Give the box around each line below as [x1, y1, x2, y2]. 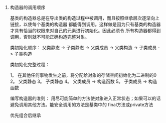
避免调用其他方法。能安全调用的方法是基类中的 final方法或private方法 [10, 102, 153, 107]
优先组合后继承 [10, 112, 41, 118]
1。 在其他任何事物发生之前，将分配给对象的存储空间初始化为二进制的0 [10, 72, 157, 78]
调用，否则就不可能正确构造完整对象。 [10, 34, 89, 40]
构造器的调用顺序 [10, 5, 46, 10]
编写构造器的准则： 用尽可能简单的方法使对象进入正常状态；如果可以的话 [10, 95, 161, 101]
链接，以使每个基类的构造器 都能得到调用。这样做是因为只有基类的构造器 [10, 22, 161, 27]
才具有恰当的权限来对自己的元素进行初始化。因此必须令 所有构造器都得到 [10, 28, 161, 34]
